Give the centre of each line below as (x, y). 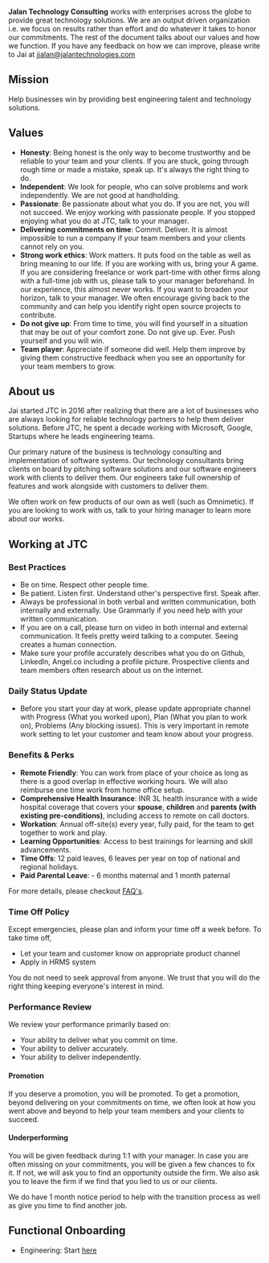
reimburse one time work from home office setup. (102, 790)
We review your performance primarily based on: (90, 1025)
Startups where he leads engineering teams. (82, 436)
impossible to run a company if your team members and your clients (133, 237)
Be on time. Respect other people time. (84, 585)
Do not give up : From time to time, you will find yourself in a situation (134, 323)
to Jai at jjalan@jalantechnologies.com (72, 54)
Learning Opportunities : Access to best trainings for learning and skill (136, 841)
